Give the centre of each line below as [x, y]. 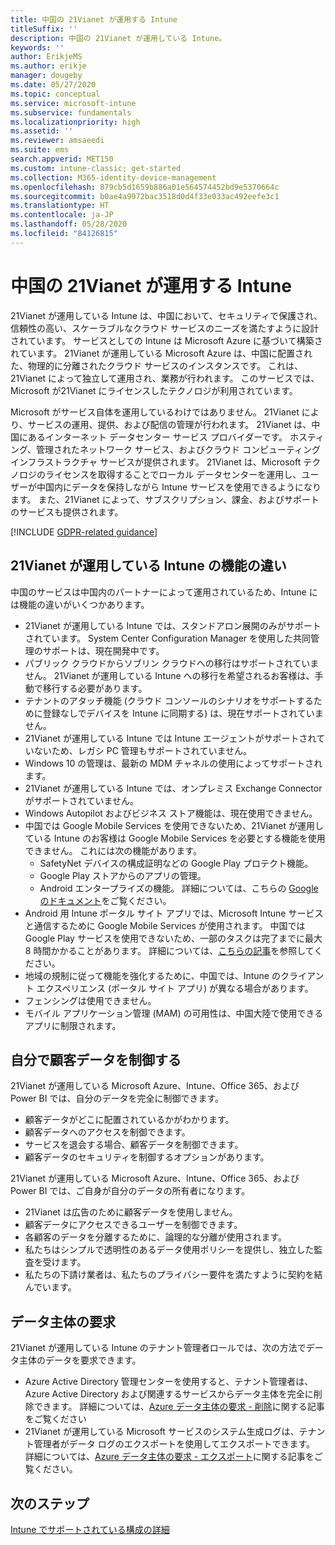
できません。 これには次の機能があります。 [113, 850]
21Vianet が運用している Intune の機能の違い [148, 566]
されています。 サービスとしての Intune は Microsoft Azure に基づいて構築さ [166, 340]
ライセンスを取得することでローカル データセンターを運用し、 [173, 474]
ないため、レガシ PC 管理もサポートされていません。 [142, 750]
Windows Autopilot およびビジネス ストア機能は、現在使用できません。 [171, 813]
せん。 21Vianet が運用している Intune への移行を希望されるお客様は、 [169, 675]
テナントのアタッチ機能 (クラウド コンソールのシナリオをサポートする [169, 700]
